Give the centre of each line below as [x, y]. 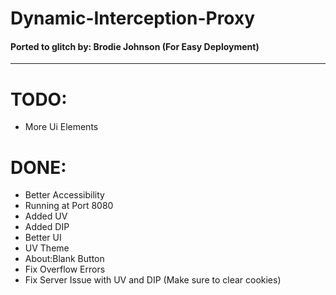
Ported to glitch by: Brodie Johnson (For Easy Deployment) [135, 46]
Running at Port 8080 [69, 206]
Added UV [46, 216]
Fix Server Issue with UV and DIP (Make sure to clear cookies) [153, 280]
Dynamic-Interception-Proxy [133, 18]
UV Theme [47, 248]
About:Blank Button [64, 259]
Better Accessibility [64, 195]
